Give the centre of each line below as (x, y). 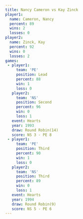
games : (12, 61)
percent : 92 (22, 47)
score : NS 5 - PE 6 (32, 209)
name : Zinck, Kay (27, 42)
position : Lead (32, 75)
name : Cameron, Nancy (32, 19)
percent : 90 (28, 153)
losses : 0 (20, 33)
